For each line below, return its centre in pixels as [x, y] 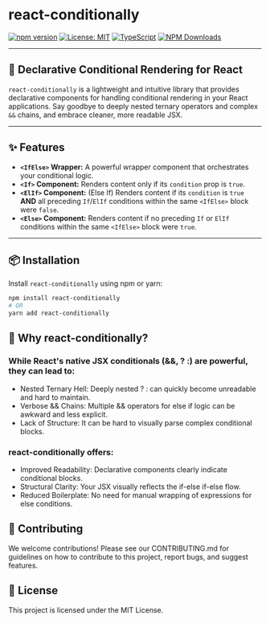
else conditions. [46, 503]
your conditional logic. [57, 175]
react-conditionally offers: [61, 452]
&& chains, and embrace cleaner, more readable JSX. [96, 115]
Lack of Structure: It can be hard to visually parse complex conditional [136, 422]
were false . [39, 210]
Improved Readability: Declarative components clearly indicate [123, 469]
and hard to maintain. [55, 397]
